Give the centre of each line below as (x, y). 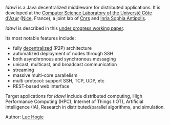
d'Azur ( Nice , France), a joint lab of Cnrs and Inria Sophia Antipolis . (76, 18)
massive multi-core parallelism (45, 75)
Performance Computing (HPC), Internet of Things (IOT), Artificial (75, 101)
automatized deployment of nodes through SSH (63, 54)
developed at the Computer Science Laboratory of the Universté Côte (79, 13)
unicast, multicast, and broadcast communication (65, 64)
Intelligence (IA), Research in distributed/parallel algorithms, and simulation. (85, 107)
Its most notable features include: (40, 38)
